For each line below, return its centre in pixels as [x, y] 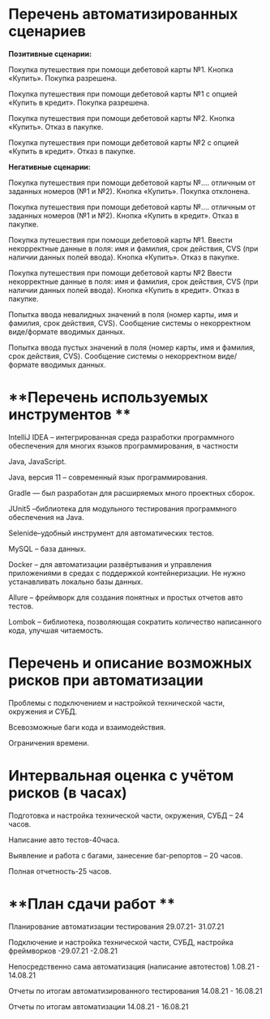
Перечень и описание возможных [131, 663]
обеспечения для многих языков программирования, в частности [124, 445]
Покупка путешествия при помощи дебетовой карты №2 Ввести [120, 273]
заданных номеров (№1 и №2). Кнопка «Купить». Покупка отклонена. [129, 191]
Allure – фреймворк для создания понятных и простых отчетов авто [126, 597]
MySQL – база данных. [47, 548]
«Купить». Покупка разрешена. [63, 78]
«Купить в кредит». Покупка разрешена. [79, 102]
